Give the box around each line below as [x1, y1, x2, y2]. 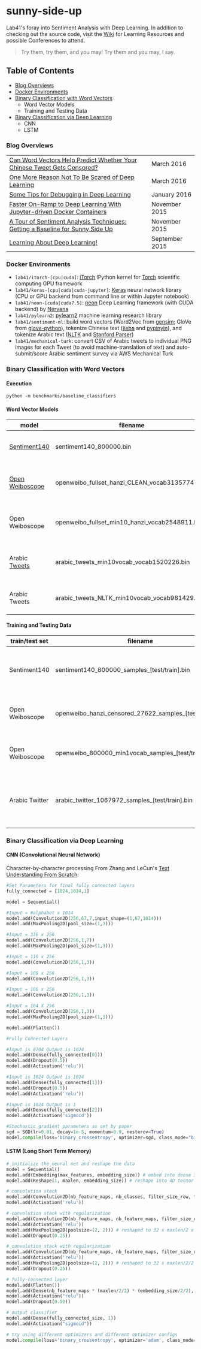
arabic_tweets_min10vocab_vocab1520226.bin [55, 557, 190, 566]
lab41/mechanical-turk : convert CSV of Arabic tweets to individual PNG [14, 337, 192, 345]
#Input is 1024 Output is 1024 [6, 1074, 84, 1080]
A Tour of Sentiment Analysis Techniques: [9, 218, 127, 226]
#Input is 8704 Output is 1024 [6, 1046, 84, 1052]
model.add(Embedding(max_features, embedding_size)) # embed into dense [6, 1172, 191, 1178]
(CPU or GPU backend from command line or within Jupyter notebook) [14, 292, 190, 300]
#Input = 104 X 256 [6, 1003, 55, 1009]
